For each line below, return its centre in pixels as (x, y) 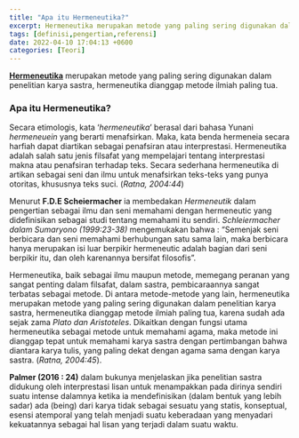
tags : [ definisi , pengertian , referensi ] (83, 34)
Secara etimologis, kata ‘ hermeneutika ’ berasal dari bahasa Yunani (131, 127)
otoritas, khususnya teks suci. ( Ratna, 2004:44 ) (97, 184)
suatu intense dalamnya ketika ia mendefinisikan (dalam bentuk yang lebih (145, 396)
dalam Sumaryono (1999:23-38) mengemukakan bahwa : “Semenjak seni (144, 230)
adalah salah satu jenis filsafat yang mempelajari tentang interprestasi (137, 155)
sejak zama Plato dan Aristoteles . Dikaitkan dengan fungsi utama (128, 323)
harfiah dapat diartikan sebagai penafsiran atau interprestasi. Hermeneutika (148, 147)
